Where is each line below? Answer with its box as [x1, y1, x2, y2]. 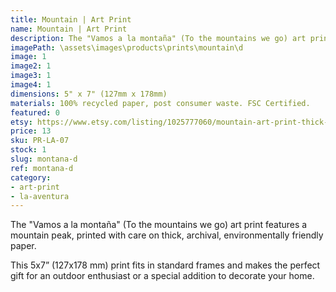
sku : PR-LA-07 [10, 136, 70, 146]
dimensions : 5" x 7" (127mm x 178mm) [10, 89, 168, 99]
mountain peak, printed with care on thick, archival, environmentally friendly [10, 229, 324, 241]
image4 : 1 [10, 80, 52, 90]
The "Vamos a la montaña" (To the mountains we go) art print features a [10, 219, 308, 231]
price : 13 [10, 126, 52, 136]
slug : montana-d [10, 154, 78, 164]
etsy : [10, 117, 33, 127]
